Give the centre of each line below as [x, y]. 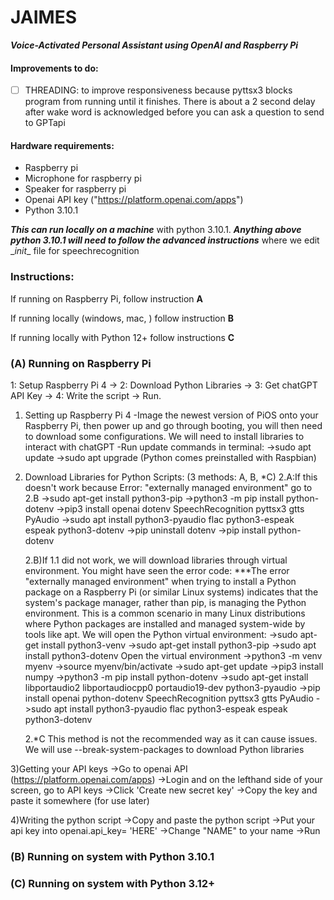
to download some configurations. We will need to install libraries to [164, 436]
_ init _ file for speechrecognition [75, 251]
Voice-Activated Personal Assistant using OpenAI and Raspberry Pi [154, 45]
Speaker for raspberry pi [75, 189]
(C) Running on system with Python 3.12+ [113, 883]
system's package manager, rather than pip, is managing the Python [165, 602]
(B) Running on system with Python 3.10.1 [112, 856]
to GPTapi [45, 123]
